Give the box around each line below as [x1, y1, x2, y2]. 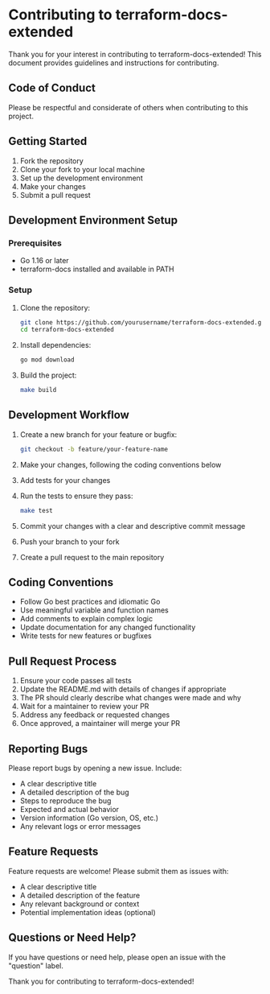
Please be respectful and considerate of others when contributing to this [8, 102, 249, 112]
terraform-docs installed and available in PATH [19, 264, 174, 274]
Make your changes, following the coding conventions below [19, 460, 222, 469]
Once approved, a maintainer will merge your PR [19, 719, 181, 728]
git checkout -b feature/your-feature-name [19, 445, 169, 453]
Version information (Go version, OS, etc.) [19, 813, 159, 823]
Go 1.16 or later [19, 256, 70, 266]
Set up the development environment [19, 173, 143, 183]
